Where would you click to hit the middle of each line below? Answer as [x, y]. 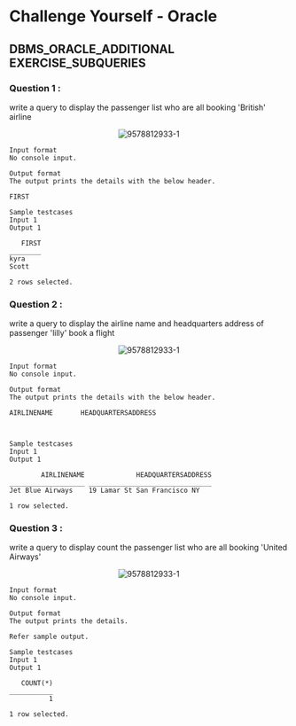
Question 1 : [35, 88]
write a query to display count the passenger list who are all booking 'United [148, 548]
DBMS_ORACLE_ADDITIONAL [92, 49]
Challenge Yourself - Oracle [113, 16]
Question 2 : [36, 304]
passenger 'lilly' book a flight [62, 333]
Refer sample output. [49, 637]
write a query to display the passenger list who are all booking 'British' [137, 107]
